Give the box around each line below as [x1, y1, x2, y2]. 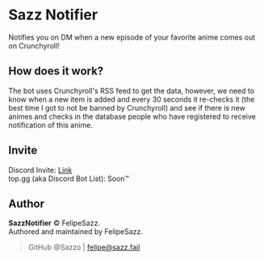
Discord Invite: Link [8, 165, 73, 174]
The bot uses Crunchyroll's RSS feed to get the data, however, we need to [8, 86, 255, 95]
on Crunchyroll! [8, 40, 60, 50]
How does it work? [8, 65, 104, 78]
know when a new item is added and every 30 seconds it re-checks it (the [8, 94, 255, 104]
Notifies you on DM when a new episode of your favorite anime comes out [8, 32, 256, 42]
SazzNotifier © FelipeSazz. [8, 218, 101, 228]
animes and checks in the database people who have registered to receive [8, 111, 256, 121]
